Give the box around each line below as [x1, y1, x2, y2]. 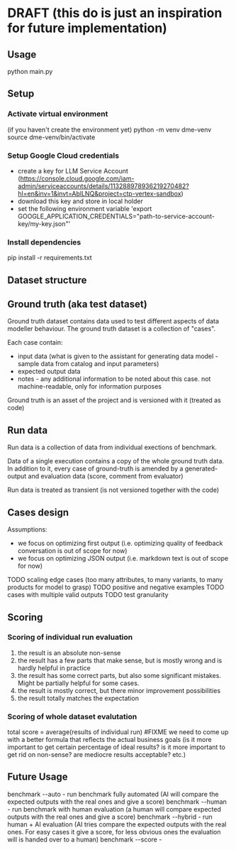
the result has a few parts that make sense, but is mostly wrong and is [17, 656, 223, 665]
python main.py [7, 68, 53, 75]
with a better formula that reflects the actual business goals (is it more [7, 736, 212, 744]
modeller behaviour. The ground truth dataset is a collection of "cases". [7, 325, 216, 333]
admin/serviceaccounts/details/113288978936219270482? [17, 181, 190, 190]
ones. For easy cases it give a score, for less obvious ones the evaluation [7, 827, 221, 836]
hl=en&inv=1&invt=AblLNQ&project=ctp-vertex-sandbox [17, 189, 182, 198]
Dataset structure [7, 274, 87, 286]
